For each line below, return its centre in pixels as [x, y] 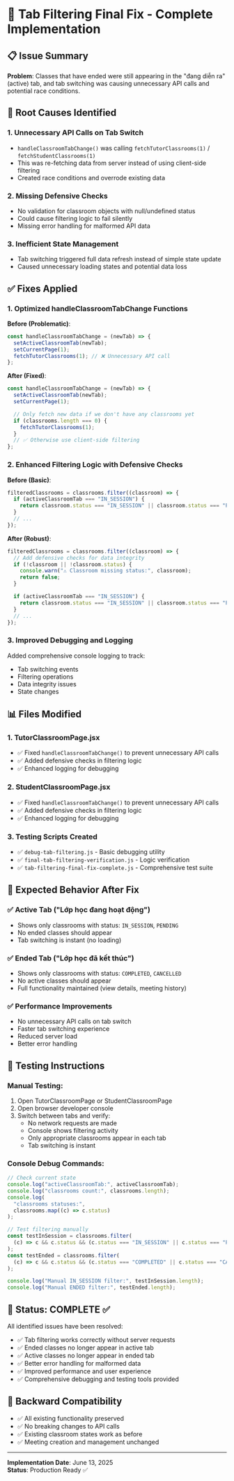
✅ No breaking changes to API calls [68, 1426]
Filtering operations [45, 677]
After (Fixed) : [27, 376]
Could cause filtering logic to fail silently [75, 218]
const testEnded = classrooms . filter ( [63, 1255]
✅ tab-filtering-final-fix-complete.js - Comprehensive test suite [115, 867]
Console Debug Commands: [56, 1163]
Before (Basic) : [29, 480]
